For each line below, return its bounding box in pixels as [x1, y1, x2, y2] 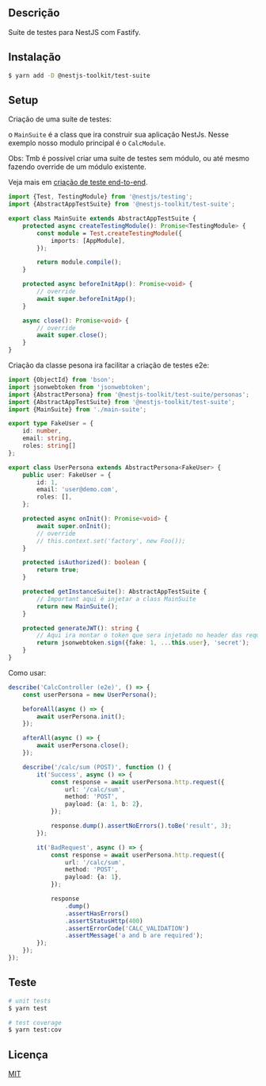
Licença [8, 1048, 49, 1061]
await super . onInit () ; [36, 522, 112, 530]
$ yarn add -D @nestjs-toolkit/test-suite [8, 71, 150, 79]
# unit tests [8, 996, 51, 1005]
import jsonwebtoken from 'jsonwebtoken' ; [8, 383, 150, 391]
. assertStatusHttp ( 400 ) [64, 917, 144, 925]
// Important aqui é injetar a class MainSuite [36, 595, 196, 603]
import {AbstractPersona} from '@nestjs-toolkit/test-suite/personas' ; [8, 391, 249, 399]
